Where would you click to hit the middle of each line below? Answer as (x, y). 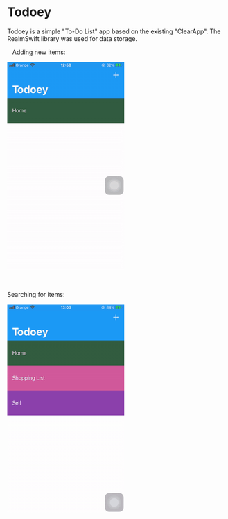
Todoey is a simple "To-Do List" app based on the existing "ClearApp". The (114, 31)
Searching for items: (36, 294)
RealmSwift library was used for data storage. (72, 38)
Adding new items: (39, 52)
